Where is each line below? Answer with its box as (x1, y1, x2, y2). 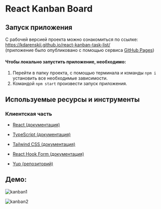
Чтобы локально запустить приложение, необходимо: (5, 58, 126, 64)
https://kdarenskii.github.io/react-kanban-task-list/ (5, 42, 111, 48)
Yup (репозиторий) (12, 161, 54, 167)
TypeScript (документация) (12, 131, 71, 137)
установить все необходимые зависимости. (12, 75, 108, 81)
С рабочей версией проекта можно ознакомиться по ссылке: (5, 36, 138, 42)
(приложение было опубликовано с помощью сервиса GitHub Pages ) (5, 47, 154, 53)
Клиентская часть (5, 110, 52, 117)
